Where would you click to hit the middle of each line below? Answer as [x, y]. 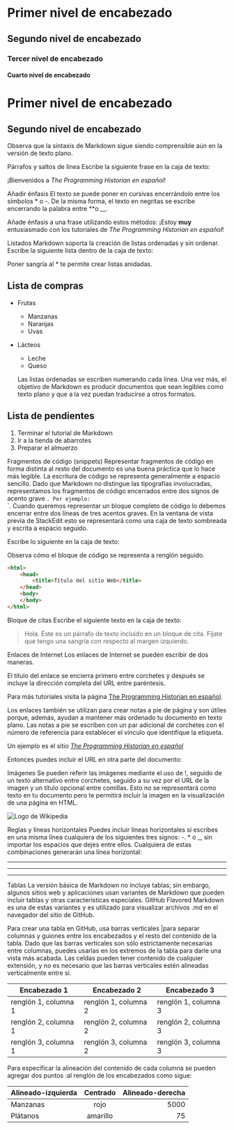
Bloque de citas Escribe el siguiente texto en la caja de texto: [95, 620]
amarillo [100, 1115]
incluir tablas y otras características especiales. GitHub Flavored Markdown [116, 900]
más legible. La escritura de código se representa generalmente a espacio [114, 476]
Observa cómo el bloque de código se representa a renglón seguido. [106, 555]
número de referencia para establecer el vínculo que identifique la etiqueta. [115, 732]
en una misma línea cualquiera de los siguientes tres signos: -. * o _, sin [110, 837]
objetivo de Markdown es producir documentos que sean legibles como [120, 386]
